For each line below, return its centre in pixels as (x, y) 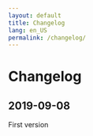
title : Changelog (37, 23)
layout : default (35, 15)
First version (28, 125)
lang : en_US (28, 30)
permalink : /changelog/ (47, 38)
